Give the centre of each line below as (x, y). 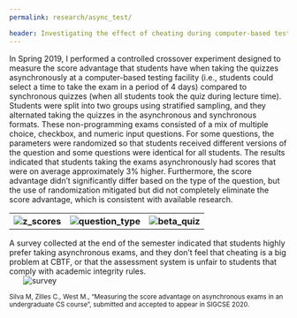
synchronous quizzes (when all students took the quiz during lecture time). (145, 96)
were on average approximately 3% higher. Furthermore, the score (130, 171)
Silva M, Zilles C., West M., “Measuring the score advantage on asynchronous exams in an (146, 297)
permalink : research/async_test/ (71, 17)
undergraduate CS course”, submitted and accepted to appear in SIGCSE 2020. (129, 304)
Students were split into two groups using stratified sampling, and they (138, 105)
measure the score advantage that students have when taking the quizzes (144, 68)
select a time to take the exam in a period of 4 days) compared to (128, 87)
